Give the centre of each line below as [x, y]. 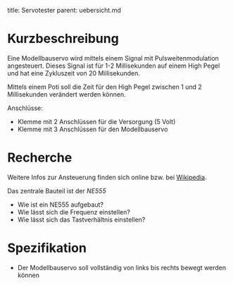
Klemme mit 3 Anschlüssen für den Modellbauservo [93, 129]
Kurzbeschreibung [63, 39]
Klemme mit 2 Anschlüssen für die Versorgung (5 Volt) [96, 121]
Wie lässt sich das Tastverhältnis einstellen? [81, 219]
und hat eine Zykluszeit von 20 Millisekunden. [74, 73]
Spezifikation [47, 248]
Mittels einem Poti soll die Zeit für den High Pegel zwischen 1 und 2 [105, 87]
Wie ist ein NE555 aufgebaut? [61, 205]
